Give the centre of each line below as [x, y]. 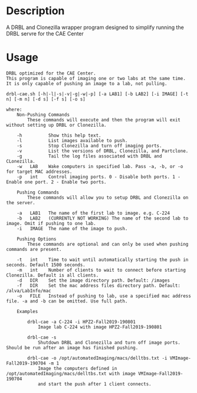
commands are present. [34, 249]
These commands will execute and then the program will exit [104, 120]
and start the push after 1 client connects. [94, 384]
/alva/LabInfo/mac [29, 291]
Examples [27, 311]
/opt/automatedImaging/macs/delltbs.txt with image [71, 373]
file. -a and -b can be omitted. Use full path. [67, 301]
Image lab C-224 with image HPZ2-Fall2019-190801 [100, 327]
